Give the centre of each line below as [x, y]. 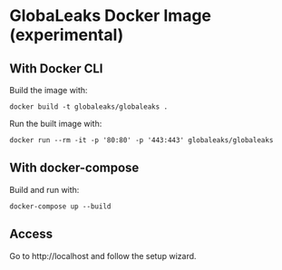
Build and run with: [44, 189]
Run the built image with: [56, 124]
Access [31, 234]
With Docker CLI [56, 68]
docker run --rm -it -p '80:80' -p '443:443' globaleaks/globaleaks [141, 140]
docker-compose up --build [60, 206]
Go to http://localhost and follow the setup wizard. [103, 256]
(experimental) [67, 35]
